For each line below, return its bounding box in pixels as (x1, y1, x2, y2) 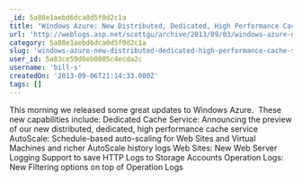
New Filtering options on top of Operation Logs (9, 161, 184, 172)
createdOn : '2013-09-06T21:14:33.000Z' (9, 72, 159, 81)
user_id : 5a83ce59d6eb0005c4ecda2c (9, 55, 143, 64)
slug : (9, 47, 30, 56)
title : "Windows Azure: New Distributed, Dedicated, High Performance (9, 22, 280, 30)
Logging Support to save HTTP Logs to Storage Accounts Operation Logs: (9, 151, 284, 162)
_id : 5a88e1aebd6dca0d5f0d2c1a (9, 13, 127, 22)
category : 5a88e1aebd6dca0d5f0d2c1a (9, 38, 147, 47)
